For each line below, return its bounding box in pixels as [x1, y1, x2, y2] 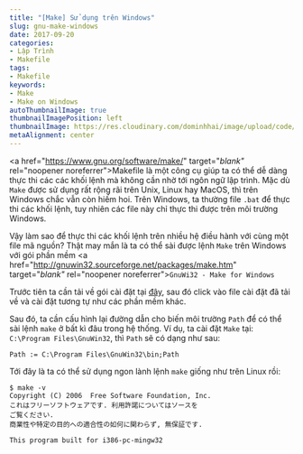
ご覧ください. [9, 410, 54, 420]
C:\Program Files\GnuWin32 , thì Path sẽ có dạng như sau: [9, 332, 221, 343]
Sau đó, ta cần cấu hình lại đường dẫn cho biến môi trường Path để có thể [9, 313, 282, 324]
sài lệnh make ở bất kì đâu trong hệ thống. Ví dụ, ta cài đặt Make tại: [9, 322, 254, 334]
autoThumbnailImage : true [9, 106, 106, 115]
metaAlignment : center [9, 131, 95, 140]
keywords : [9, 80, 47, 89]
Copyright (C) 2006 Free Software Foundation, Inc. [9, 391, 212, 400]
